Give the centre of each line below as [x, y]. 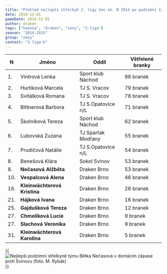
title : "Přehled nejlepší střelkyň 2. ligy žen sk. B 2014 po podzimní [81, 10]
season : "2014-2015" [27, 33]
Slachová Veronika [43, 224]
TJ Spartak [92, 132]
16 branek [137, 199]
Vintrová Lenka [38, 77]
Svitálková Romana [43, 96]
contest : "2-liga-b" [27, 42]
